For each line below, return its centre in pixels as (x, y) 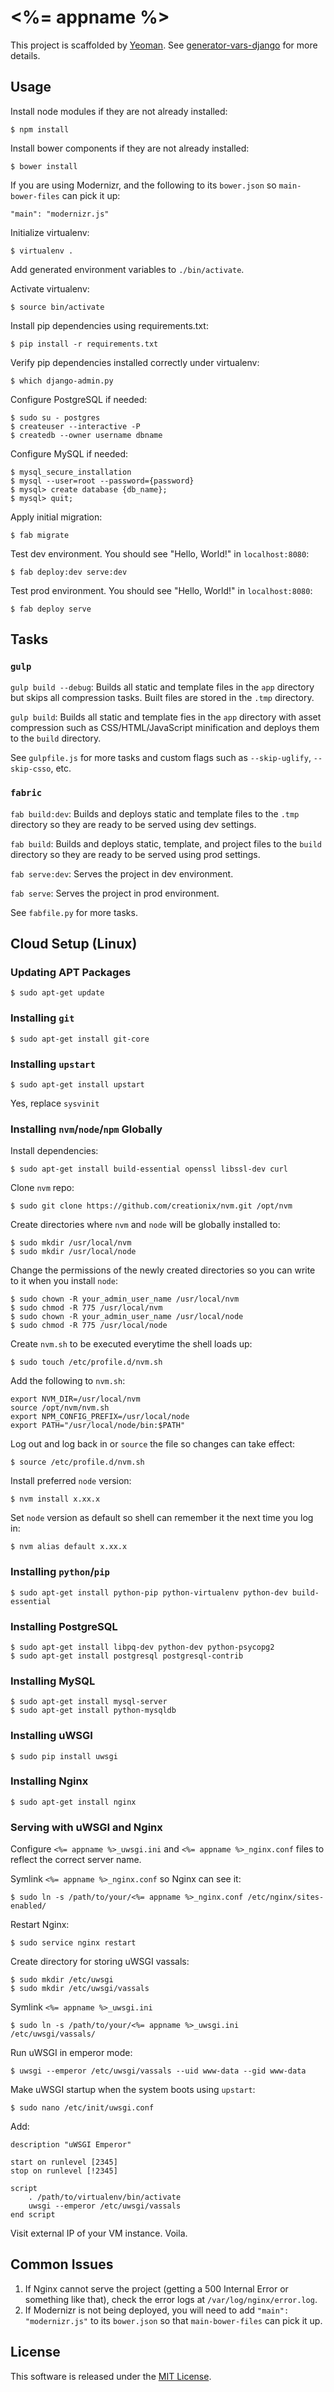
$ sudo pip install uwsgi (64, 1756)
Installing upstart (53, 1064)
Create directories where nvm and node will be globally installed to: (145, 1225)
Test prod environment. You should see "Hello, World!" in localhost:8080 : (161, 590)
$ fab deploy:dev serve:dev (69, 572)
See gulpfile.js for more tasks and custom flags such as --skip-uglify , (161, 758)
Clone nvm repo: (42, 1188)
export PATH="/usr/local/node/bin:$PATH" (98, 1426)
